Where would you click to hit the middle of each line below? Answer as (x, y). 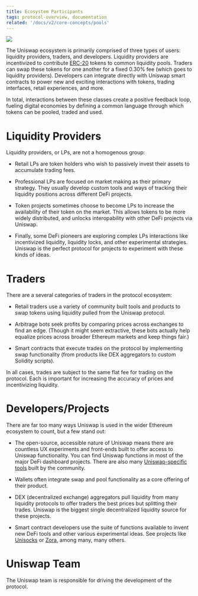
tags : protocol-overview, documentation (57, 17)
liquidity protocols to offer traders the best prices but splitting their (96, 504)
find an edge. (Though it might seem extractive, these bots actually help (102, 331)
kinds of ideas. (33, 255)
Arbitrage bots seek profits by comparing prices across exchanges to (99, 324)
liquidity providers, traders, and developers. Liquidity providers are (87, 57)
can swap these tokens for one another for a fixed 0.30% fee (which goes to (99, 69)
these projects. (33, 516)
